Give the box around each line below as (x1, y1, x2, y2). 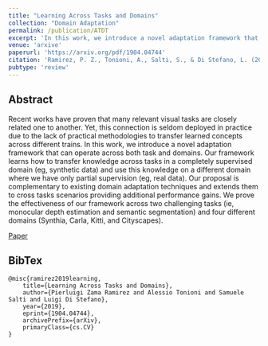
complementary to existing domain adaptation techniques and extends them (8, 181, 259, 191)
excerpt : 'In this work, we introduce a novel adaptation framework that (8, 33, 259, 42)
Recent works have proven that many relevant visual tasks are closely (8, 114, 238, 123)
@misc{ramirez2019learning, (8, 275, 102, 283)
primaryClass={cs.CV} (22, 324, 94, 332)
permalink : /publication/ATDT (8, 26, 109, 34)
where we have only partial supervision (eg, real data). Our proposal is (8, 173, 239, 183)
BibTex (8, 254, 42, 267)
